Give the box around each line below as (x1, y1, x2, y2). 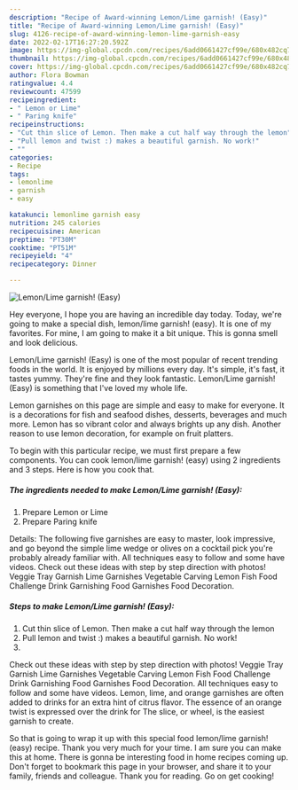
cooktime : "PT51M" (9, 243, 77, 253)
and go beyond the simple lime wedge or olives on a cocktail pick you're (9, 543, 273, 553)
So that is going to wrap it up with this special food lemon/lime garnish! (9, 732, 269, 743)
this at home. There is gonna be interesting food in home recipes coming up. (9, 751, 289, 763)
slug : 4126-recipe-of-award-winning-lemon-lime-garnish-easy (9, 29, 240, 38)
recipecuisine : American (9, 227, 101, 236)
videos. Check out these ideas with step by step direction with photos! (9, 561, 266, 572)
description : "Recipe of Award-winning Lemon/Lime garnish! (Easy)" (9, 12, 268, 22)
